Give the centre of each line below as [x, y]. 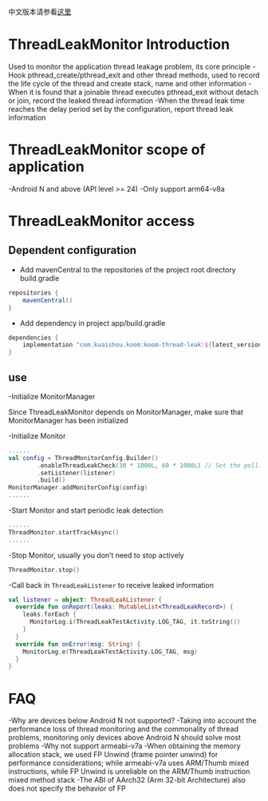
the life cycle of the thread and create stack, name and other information [128, 83]
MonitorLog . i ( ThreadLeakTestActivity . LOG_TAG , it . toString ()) [135, 622]
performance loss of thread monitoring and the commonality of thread [124, 729]
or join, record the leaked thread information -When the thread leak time [126, 100]
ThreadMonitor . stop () [44, 569]
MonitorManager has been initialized [69, 420]
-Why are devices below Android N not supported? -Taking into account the [132, 720]
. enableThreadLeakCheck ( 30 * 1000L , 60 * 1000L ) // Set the [139, 466]
